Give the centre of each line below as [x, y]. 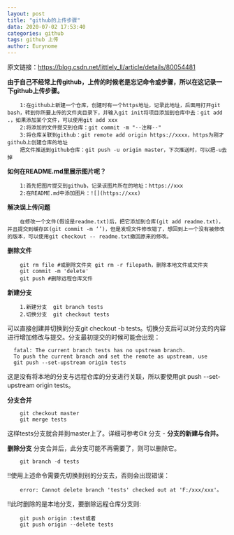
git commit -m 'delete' [54, 271]
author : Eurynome [32, 46]
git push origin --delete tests [67, 524]
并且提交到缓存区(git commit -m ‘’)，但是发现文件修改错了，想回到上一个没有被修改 [116, 229]
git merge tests [44, 419]
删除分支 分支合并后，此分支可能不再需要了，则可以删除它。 [94, 448]
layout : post [26, 14]
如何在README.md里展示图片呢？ [57, 171]
